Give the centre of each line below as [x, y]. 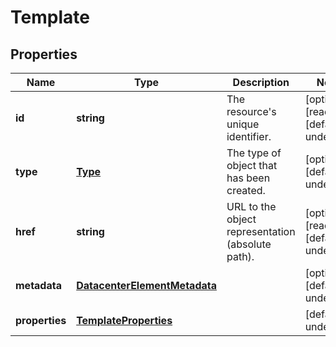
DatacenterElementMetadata [146, 285]
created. [246, 190]
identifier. [249, 136]
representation [261, 231]
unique [243, 124]
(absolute [249, 244]
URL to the [251, 206]
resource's [251, 111]
